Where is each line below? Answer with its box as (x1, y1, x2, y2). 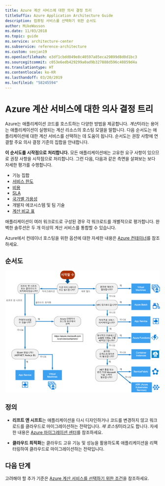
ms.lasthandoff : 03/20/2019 (5, 75, 63, 80)
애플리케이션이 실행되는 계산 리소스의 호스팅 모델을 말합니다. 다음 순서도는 (10, 127, 152, 132)
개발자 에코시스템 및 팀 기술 (12, 202, 65, 208)
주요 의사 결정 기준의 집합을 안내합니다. (14, 139, 89, 145)
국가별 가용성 (12, 196, 38, 202)
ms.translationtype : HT (5, 65, 54, 70)
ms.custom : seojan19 (5, 49, 48, 54)
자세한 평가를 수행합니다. (5, 162, 53, 168)
